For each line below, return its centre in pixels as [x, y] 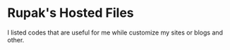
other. [16, 39]
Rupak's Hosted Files [71, 13]
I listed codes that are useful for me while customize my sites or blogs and [115, 32]
